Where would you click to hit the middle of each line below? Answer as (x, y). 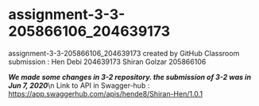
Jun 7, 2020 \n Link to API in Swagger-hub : (79, 85)
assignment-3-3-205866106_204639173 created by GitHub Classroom (124, 53)
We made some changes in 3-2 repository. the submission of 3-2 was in (130, 77)
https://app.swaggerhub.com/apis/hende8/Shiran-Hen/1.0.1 (106, 93)
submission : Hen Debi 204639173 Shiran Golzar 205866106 (107, 62)
